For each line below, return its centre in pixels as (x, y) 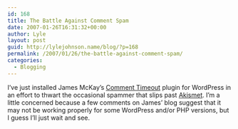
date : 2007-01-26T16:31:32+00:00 (57, 27)
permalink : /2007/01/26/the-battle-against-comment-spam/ (95, 54)
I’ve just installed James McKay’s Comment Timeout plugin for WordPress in (119, 87)
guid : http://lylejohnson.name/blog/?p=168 (73, 47)
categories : (25, 61)
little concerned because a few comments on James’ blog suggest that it (114, 102)
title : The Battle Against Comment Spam (68, 21)
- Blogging (30, 67)
